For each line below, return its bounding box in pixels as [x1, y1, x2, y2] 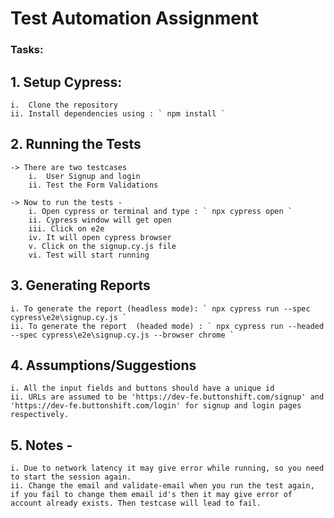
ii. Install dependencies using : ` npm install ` [10, 108, 226, 119]
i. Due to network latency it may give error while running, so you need [10, 463, 325, 474]
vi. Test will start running [28, 250, 150, 260]
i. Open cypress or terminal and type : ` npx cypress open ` [28, 206, 293, 216]
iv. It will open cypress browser [28, 232, 172, 242]
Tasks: [10, 43, 44, 57]
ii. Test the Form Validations [28, 180, 159, 190]
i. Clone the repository [10, 100, 118, 110]
